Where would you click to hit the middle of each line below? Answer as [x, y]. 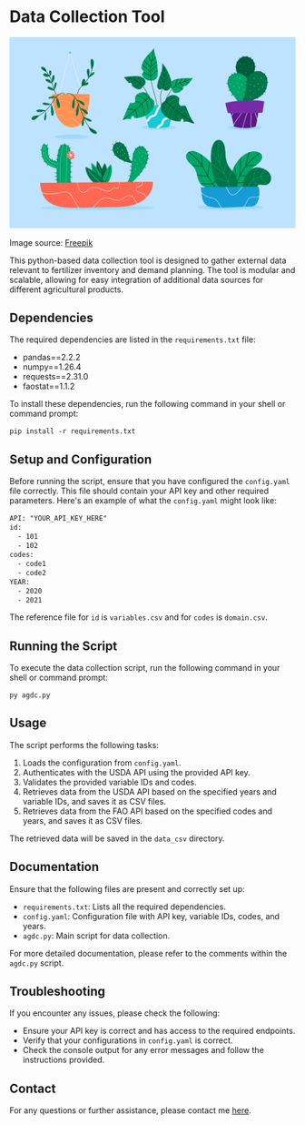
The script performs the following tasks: [84, 745]
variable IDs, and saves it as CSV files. [94, 801]
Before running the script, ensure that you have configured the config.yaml [150, 481]
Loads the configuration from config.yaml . [102, 763]
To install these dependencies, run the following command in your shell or [148, 404]
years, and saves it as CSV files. [83, 820]
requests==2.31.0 [55, 377]
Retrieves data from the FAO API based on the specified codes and [147, 811]
